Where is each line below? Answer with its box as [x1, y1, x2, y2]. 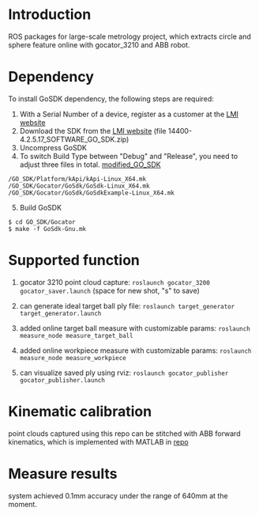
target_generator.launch [19, 309, 102, 317]
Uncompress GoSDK [19, 142, 87, 152]
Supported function [8, 252, 141, 270]
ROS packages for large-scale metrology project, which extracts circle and [8, 32, 251, 41]
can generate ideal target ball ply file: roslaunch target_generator [19, 301, 235, 310]
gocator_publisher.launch [19, 376, 105, 384]
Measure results [8, 464, 118, 483]
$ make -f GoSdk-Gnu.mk [8, 225, 87, 233]
